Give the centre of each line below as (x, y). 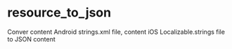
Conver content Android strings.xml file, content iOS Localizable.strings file (116, 32)
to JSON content (32, 39)
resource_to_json (59, 13)
